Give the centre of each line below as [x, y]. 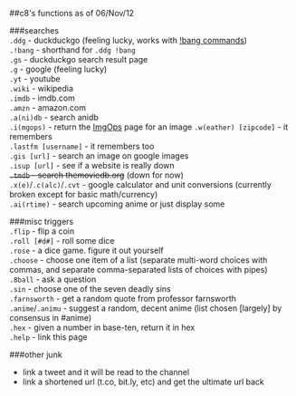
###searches [34, 30]
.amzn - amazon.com [48, 107]
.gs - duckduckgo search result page [79, 59]
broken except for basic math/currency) [84, 194]
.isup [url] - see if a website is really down [92, 165]
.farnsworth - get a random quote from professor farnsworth [123, 299]
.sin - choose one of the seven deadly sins [91, 289]
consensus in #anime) [51, 318]
